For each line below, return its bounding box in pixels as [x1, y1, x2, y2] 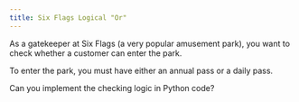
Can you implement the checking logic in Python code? [9, 82, 215, 93]
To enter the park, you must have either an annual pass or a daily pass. [9, 65, 274, 76]
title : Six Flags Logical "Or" [9, 13, 127, 23]
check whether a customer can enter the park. [9, 47, 182, 59]
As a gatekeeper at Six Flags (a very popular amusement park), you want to [9, 38, 291, 49]
